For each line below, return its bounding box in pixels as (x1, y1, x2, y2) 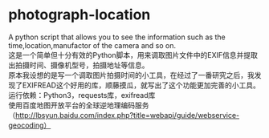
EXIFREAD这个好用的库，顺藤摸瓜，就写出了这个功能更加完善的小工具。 (22, 80, 261, 90)
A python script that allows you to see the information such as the (8, 32, 226, 42)
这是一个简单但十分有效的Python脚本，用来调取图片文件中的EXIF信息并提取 (8, 50, 259, 59)
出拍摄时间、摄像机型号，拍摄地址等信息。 (8, 60, 149, 70)
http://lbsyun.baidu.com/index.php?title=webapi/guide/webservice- (15, 110, 240, 120)
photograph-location (8, 6, 151, 24)
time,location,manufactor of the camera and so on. (8, 40, 177, 50)
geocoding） (8, 120, 51, 130)
